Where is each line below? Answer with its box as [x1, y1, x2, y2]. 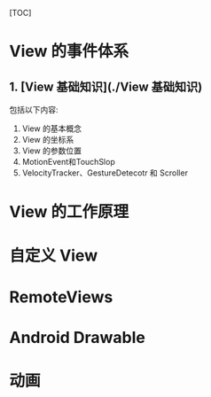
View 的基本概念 [21, 123, 82, 134]
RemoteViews [9, 287, 113, 307]
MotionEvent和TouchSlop [21, 157, 115, 167]
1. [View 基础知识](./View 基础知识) [9, 79, 203, 94]
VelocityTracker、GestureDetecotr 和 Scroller [21, 167, 189, 178]
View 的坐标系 [21, 135, 74, 144]
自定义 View [9, 245, 98, 266]
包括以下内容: [9, 105, 59, 114]
